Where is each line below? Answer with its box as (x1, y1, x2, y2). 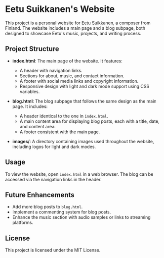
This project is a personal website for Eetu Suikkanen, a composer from (5, 20, 151, 26)
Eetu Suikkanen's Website (5, 3, 115, 15)
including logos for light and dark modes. (12, 144, 96, 150)
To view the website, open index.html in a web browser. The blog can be (5, 171, 154, 177)
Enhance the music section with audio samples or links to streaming (12, 214, 151, 220)
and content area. (19, 123, 56, 129)
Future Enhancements (5, 191, 75, 199)
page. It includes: (12, 103, 48, 109)
